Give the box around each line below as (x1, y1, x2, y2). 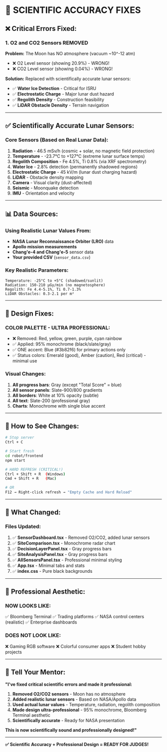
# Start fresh (5, 449, 35, 454)
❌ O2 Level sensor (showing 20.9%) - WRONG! (12, 60, 110, 66)
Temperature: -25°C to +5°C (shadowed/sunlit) (5, 278, 103, 283)
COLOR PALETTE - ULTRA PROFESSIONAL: (5, 324, 110, 331)
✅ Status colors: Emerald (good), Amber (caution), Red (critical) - (12, 352, 146, 358)
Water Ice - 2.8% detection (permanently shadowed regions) (12, 164, 138, 170)
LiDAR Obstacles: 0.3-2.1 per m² (5, 291, 75, 296)
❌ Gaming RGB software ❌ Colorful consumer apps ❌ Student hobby (5, 643, 146, 649)
